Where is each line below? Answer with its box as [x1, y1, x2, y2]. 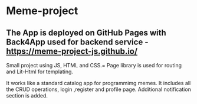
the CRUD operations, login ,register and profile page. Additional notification [6, 86, 192, 93]
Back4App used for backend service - [6, 37, 149, 47]
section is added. [6, 92, 48, 99]
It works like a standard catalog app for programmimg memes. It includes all [6, 80, 191, 86]
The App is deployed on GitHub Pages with [6, 28, 166, 38]
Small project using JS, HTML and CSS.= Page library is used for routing [6, 62, 182, 69]
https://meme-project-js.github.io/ [6, 46, 137, 56]
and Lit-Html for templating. [6, 68, 74, 75]
